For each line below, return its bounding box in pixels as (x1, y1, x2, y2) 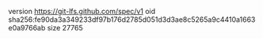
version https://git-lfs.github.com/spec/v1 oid (8, 7, 156, 16)
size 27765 (47, 23, 83, 32)
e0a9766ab (8, 23, 46, 32)
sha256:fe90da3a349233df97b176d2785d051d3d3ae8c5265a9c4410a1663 (8, 15, 256, 24)
